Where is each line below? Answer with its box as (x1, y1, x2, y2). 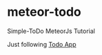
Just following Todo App (7, 40, 76, 48)
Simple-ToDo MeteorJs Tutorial (7, 27, 95, 35)
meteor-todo (7, 4, 81, 20)
